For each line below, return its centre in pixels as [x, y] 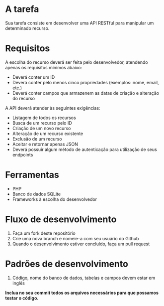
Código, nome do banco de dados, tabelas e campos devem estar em [84, 278]
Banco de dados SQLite [37, 194]
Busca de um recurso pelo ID [42, 123]
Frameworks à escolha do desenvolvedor [54, 199]
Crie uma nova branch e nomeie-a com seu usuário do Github [76, 238]
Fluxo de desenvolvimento [61, 219]
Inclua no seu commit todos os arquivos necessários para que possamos [82, 293]
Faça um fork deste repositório [44, 233]
